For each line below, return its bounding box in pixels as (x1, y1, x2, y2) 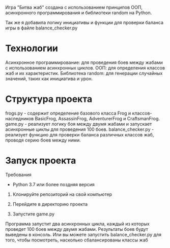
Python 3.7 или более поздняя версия (12, 181, 95, 187)
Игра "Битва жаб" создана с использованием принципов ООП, (5, 5, 143, 10)
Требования (5, 171, 32, 178)
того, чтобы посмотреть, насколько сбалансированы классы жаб (5, 237, 149, 243)
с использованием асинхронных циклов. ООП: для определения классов (5, 64, 165, 70)
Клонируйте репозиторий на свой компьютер (12, 191, 112, 197)
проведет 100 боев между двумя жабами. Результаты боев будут (5, 226, 149, 232)
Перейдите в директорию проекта (12, 201, 88, 207)
